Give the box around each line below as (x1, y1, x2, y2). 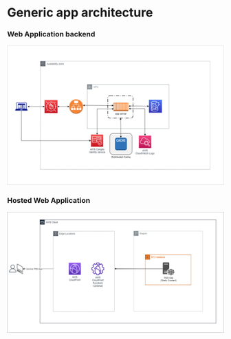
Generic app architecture (7, 5, 153, 21)
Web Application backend (7, 30, 96, 39)
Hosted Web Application (7, 196, 91, 206)
